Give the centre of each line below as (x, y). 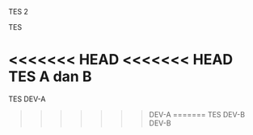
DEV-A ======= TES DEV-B (197, 114)
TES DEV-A (27, 99)
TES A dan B (50, 77)
